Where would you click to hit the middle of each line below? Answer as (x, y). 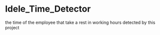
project (12, 27)
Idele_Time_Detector (48, 9)
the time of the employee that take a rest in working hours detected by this (80, 22)
